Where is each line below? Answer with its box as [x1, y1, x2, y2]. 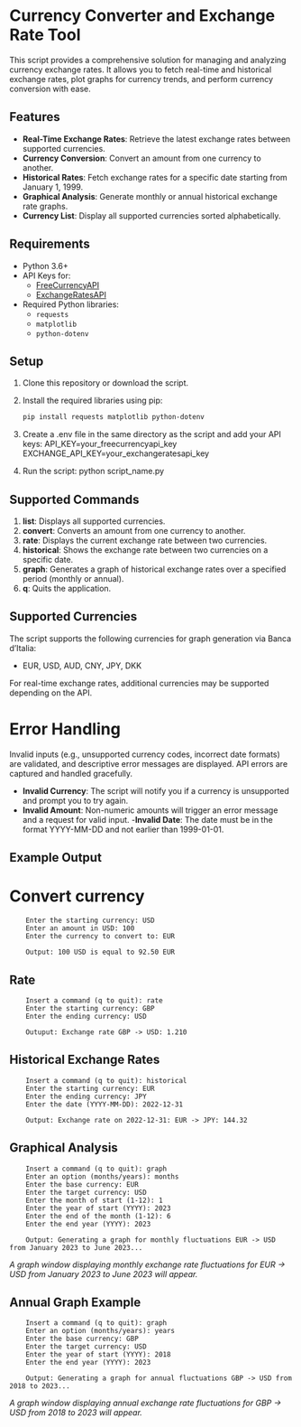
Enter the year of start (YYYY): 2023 [25, 1203, 171, 1213]
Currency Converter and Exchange [9, 5, 276, 26]
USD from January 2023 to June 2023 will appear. [9, 1268, 198, 1279]
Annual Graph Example [9, 1294, 141, 1310]
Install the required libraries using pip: [22, 395, 163, 406]
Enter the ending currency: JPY [25, 1092, 147, 1101]
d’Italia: [9, 642, 37, 653]
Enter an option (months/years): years [25, 1327, 176, 1336]
